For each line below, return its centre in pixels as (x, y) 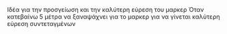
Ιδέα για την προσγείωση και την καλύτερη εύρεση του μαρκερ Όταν (106, 10)
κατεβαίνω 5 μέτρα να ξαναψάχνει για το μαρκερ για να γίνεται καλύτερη (113, 17)
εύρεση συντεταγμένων (41, 24)
